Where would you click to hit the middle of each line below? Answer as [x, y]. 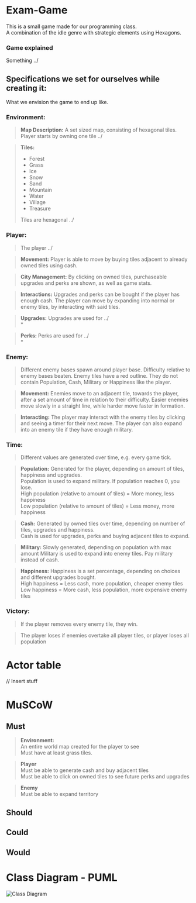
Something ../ [22, 61]
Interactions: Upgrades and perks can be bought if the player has [100, 294]
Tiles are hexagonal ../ [47, 220]
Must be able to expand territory [59, 794]
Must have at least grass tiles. [56, 753]
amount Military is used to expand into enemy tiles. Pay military [97, 554]
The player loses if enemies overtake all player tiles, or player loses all [104, 635]
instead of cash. [40, 560]
